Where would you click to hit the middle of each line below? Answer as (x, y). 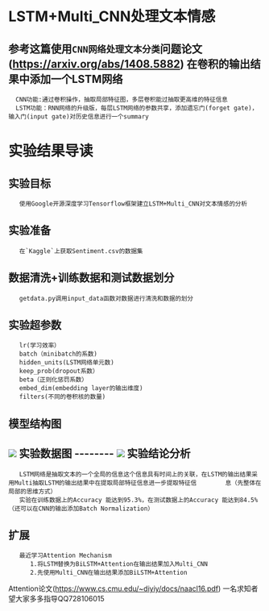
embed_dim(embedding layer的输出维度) (81, 389)
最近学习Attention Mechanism (66, 556)
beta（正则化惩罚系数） (54, 380)
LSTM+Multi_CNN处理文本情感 (112, 17)
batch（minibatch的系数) (58, 354)
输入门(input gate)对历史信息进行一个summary (79, 117)
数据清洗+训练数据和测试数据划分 (91, 278)
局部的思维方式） (33, 491)
